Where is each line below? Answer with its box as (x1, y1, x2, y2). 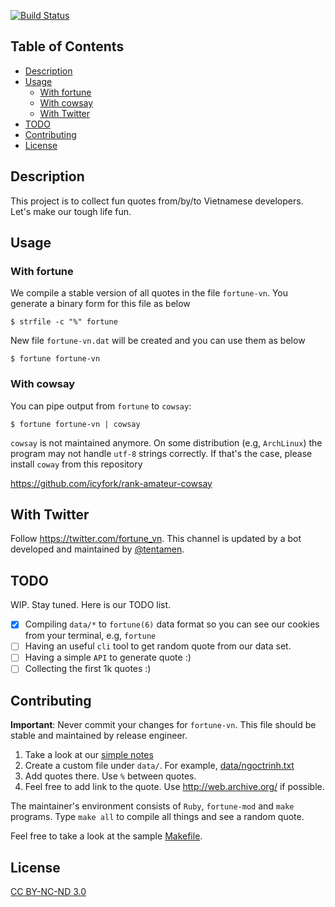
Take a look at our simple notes (24, 749, 154, 761)
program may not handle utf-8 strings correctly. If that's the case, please (10, 447, 313, 459)
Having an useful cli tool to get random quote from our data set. (24, 640, 292, 652)
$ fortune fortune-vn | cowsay (10, 419, 141, 429)
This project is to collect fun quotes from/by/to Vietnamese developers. (10, 195, 304, 207)
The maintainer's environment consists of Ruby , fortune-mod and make (10, 800, 295, 812)
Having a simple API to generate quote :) (24, 651, 192, 664)
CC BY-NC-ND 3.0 (10, 886, 87, 898)
